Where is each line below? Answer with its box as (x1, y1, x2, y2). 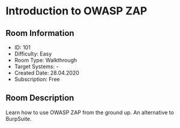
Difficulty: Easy (14, 50, 52, 57)
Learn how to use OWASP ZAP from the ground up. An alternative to (5, 109, 175, 116)
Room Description (5, 93, 74, 103)
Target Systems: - (14, 63, 59, 70)
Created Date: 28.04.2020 (14, 69, 79, 76)
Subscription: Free (14, 76, 61, 83)
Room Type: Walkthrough (14, 57, 77, 63)
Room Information (5, 28, 74, 38)
